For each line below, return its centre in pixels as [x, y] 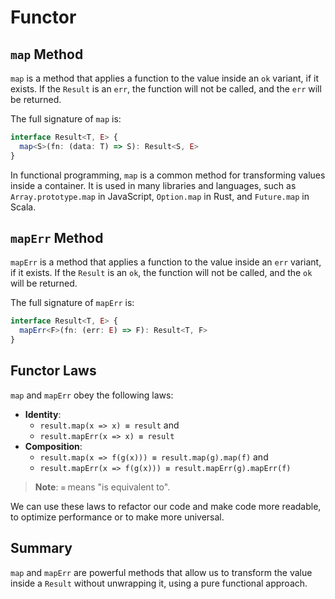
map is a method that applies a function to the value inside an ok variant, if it [164, 78]
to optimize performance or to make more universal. [117, 517]
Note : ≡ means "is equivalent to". [102, 487]
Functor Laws [53, 371]
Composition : [53, 446]
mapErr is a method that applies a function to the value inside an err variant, [166, 262]
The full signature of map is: [66, 119]
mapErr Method [57, 238]
